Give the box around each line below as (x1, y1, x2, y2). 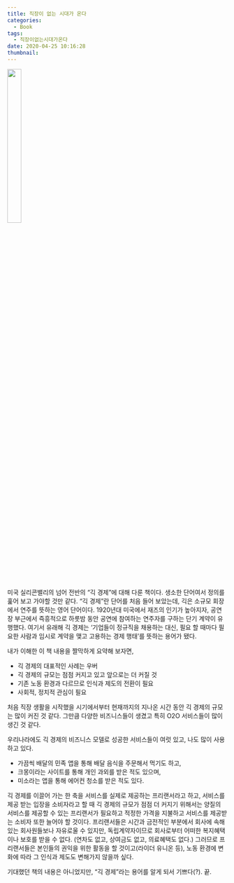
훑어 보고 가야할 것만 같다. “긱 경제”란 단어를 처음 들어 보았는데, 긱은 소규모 (7, 596, 212, 605)
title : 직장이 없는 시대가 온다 (7, 10, 87, 18)
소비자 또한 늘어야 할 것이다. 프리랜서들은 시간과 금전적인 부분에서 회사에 (14, 817, 212, 826)
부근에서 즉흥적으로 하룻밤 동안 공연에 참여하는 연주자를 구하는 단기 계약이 (14, 614, 217, 622)
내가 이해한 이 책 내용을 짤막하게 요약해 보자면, (7, 646, 134, 655)
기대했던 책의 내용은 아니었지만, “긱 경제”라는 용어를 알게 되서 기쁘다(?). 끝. (7, 867, 212, 876)
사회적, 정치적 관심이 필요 (17, 687, 87, 696)
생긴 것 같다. (7, 720, 41, 729)
